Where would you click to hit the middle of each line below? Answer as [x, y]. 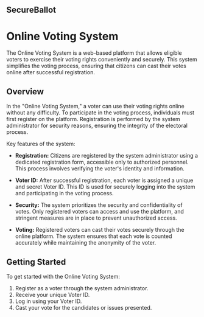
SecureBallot [31, 10]
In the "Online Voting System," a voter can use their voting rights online [95, 106]
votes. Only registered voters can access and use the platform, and [100, 212]
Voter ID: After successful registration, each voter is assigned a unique [104, 180]
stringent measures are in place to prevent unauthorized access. [96, 218]
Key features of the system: [41, 144]
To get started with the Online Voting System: [63, 276]
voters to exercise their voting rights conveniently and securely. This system [102, 60]
